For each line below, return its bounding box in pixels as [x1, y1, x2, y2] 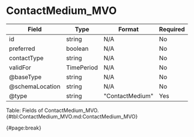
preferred [9, 44, 35, 52]
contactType [9, 54, 44, 62]
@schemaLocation [9, 82, 60, 90]
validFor [9, 63, 31, 71]
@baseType [9, 73, 42, 81]
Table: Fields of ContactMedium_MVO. [6, 107, 99, 114]
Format [118, 25, 139, 33]
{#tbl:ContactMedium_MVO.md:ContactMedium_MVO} [6, 113, 138, 120]
